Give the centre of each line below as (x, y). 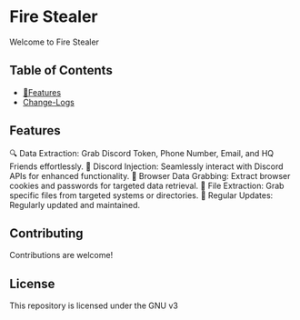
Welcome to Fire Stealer (55, 42)
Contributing (46, 233)
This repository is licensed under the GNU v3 (94, 305)
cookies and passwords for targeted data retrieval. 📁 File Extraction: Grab (147, 185)
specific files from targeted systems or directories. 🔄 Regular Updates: (141, 195)
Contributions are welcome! (61, 255)
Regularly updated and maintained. (75, 205)
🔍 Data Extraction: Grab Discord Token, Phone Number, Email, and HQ (142, 153)
